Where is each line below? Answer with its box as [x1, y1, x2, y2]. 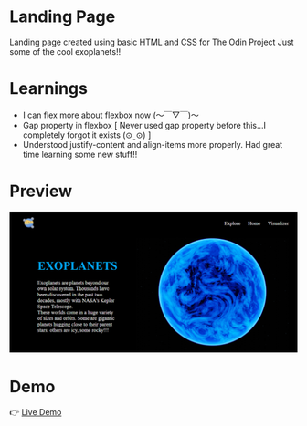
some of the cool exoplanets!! [9, 46, 122, 57]
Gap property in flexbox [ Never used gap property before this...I [22, 119, 267, 130]
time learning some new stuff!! [22, 149, 138, 160]
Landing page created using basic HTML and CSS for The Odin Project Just [9, 36, 294, 47]
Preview [9, 181, 73, 202]
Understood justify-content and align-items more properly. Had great [22, 139, 283, 150]
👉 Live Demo [9, 407, 62, 418]
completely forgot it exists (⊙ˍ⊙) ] [22, 130, 152, 140]
